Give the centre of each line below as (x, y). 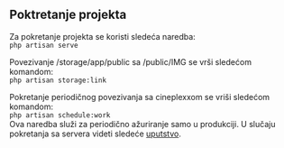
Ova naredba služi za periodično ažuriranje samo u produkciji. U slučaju (142, 124)
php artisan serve (44, 45)
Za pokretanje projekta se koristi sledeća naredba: (102, 36)
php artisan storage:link (58, 80)
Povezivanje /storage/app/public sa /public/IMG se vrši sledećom (131, 61)
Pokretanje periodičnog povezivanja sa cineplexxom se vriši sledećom (140, 97)
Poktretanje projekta (68, 15)
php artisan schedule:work (60, 115)
